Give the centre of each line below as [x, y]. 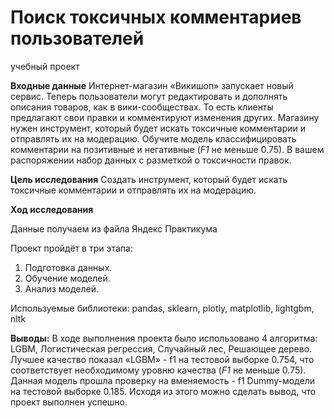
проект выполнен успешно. [69, 402]
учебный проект [45, 66]
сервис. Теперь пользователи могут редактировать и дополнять [149, 96]
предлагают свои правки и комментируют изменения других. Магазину [165, 117]
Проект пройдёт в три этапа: [71, 248]
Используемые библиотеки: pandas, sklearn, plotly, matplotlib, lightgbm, [162, 308]
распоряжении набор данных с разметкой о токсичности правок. [151, 160]
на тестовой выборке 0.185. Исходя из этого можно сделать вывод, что [163, 391]
